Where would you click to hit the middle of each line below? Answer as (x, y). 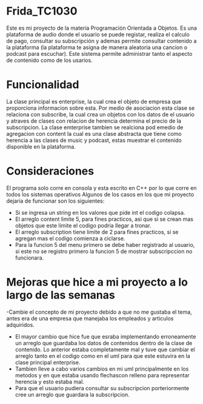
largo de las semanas (61, 295)
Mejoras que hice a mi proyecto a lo (97, 282)
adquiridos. (20, 325)
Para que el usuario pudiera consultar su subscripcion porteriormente (102, 388)
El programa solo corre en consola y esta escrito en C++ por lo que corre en (101, 188)
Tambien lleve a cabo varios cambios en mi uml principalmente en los (102, 369)
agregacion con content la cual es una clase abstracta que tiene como (94, 133)
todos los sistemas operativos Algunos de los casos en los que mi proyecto (100, 194)
